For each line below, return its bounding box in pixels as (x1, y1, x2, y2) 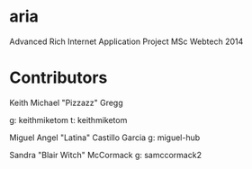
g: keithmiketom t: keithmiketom (9, 114, 128, 125)
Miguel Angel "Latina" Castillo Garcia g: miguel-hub (9, 132, 201, 143)
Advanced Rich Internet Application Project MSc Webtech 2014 (9, 36, 244, 47)
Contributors (9, 67, 108, 88)
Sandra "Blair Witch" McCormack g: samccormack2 (9, 149, 202, 160)
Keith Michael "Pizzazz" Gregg (9, 97, 123, 108)
